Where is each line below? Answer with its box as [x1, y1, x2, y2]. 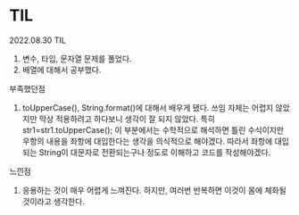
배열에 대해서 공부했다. [21, 64, 102, 75]
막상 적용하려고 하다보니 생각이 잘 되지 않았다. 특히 [38, 113, 216, 124]
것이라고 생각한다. [21, 195, 85, 206]
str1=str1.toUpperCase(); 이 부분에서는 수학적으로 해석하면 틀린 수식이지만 [21, 124, 284, 135]
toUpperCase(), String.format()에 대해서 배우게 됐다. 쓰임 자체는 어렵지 [21, 102, 274, 112]
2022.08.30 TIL [9, 35, 67, 45]
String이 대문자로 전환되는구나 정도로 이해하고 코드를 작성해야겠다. [38, 146, 271, 157]
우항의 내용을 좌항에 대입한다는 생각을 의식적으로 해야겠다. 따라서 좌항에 [21, 136, 273, 146]
